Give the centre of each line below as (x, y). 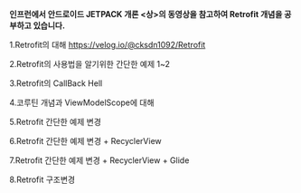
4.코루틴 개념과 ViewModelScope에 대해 (82, 102)
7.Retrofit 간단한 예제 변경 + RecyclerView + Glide (99, 160)
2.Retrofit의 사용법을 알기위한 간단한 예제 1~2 (89, 64)
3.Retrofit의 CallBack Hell (56, 83)
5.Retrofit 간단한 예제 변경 (56, 122)
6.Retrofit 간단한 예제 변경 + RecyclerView (86, 141)
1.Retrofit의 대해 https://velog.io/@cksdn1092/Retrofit (108, 45)
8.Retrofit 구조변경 (42, 179)
